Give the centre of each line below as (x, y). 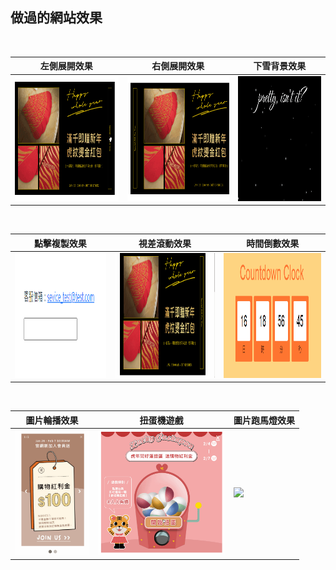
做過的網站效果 (56, 18)
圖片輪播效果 (52, 420)
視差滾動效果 (165, 243)
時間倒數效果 (273, 243)
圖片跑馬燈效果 (264, 420)
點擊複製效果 (60, 243)
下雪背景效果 (280, 66)
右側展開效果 (178, 66)
